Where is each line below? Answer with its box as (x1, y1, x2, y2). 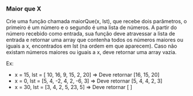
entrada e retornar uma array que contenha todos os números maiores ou (6, 37, 184, 44)
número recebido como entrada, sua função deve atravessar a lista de (6, 30, 175, 37)
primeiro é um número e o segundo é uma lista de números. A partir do (6, 24, 177, 31)
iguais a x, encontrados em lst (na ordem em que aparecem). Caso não (6, 42, 177, 49)
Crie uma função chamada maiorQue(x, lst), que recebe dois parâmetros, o (6, 18, 187, 25)
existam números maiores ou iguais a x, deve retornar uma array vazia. (6, 49, 177, 56)
